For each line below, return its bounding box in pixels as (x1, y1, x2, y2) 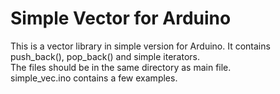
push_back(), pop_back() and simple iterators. (10, 50, 201, 62)
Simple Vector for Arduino (10, 7, 232, 30)
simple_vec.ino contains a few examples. (10, 72, 178, 84)
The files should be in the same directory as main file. (10, 61, 232, 73)
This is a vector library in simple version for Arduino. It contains (10, 40, 271, 52)
